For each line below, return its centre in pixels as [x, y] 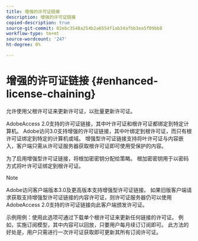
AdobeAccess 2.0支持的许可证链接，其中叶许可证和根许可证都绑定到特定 [95, 123]
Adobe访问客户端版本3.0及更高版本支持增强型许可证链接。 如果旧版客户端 [97, 189]
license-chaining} [51, 94]
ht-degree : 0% [24, 45]
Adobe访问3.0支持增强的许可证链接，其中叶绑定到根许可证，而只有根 [107, 131]
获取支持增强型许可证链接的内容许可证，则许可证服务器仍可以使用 [91, 197]
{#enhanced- [125, 81]
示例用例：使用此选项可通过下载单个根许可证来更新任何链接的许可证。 [92, 217]
